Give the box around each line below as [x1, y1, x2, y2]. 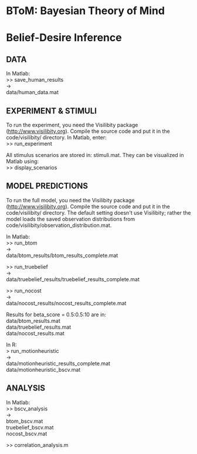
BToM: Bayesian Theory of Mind [6, 4, 165, 18]
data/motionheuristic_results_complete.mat [6, 360, 110, 367]
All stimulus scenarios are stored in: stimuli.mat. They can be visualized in [6, 152, 184, 158]
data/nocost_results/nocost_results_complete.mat [6, 299, 127, 306]
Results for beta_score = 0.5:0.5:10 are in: [6, 311, 107, 318]
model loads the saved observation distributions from [6, 215, 135, 222]
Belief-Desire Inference [6, 31, 122, 45]
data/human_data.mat [6, 89, 59, 96]
